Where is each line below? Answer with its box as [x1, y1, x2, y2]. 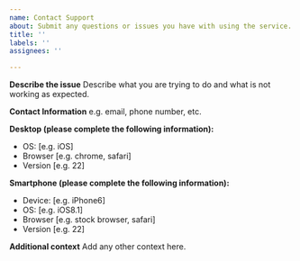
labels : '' [9, 38, 50, 48]
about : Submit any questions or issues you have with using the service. [9, 22, 293, 31]
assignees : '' [9, 47, 63, 56]
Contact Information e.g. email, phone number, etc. [9, 106, 203, 117]
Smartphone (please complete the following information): [9, 177, 230, 189]
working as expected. [9, 89, 90, 100]
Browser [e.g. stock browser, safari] [22, 214, 156, 225]
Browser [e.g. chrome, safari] [22, 150, 132, 162]
